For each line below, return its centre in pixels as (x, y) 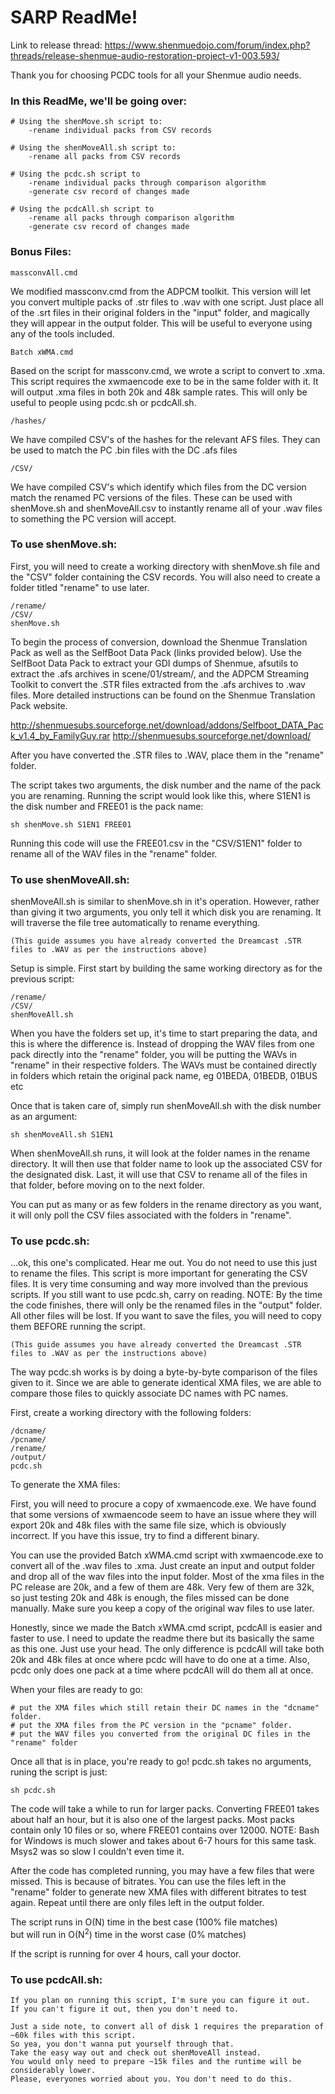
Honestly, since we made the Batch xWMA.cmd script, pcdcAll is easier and (166, 1628)
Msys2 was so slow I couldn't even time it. (97, 1852)
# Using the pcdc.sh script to (75, 174)
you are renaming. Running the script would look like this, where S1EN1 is (160, 795)
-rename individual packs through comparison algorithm (147, 183)
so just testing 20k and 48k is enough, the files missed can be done (150, 1598)
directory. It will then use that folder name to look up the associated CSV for (166, 1164)
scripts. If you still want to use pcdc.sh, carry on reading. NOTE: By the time (166, 1295)
